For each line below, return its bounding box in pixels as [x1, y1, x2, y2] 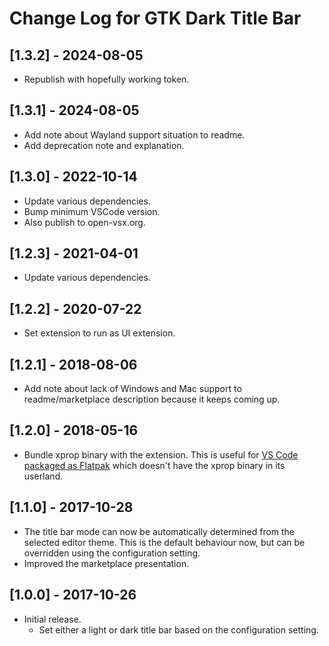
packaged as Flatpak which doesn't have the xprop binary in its [23, 459, 286, 471]
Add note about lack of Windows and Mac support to [23, 383, 242, 395]
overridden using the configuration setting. [23, 547, 201, 559]
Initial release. [23, 613, 82, 625]
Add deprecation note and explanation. [23, 139, 185, 151]
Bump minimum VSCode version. [23, 205, 161, 217]
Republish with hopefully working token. [23, 73, 190, 85]
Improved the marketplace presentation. [23, 557, 190, 569]
